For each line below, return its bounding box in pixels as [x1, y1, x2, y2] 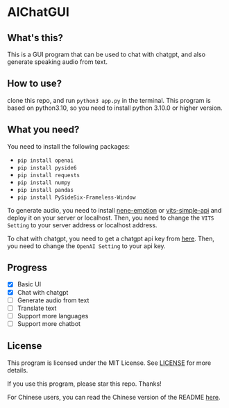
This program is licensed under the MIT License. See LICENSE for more [7, 359, 212, 367]
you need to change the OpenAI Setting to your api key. [7, 241, 166, 250]
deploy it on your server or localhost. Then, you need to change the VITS [7, 213, 214, 222]
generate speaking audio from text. [7, 58, 108, 66]
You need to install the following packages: [7, 142, 130, 150]
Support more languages [17, 311, 89, 320]
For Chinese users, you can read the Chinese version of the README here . [7, 393, 221, 401]
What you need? [7, 124, 80, 136]
